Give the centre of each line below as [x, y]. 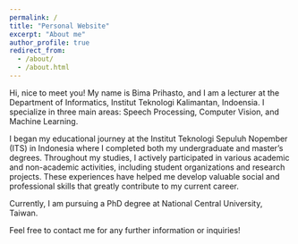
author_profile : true [50, 42]
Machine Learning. [44, 121]
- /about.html [43, 68]
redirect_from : [38, 51]
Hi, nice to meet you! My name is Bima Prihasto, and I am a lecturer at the [145, 93]
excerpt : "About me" [48, 34]
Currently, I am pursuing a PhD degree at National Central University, [136, 203]
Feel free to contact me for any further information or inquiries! [125, 230]
